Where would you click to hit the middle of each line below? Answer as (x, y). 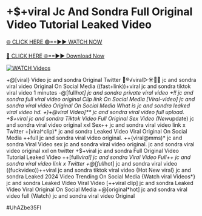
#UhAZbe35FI (24, 208)
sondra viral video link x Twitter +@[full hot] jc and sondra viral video (92, 163)
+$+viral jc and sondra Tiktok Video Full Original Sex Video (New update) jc (100, 118)
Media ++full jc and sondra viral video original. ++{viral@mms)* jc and (94, 138)
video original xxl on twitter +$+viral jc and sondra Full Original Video (93, 150)
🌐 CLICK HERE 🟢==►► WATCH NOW (54, 42)
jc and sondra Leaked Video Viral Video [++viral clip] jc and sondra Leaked (100, 183)
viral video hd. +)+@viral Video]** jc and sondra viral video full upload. (96, 112)
